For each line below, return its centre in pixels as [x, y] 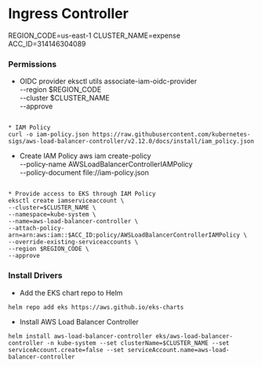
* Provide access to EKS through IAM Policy [82, 194]
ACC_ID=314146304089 [47, 43]
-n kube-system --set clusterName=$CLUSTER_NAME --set [138, 343]
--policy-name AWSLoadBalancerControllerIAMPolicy [106, 164]
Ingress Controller [69, 14]
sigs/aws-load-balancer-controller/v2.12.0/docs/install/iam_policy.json [131, 141]
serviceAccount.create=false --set [66, 350]
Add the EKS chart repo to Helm [71, 292]
